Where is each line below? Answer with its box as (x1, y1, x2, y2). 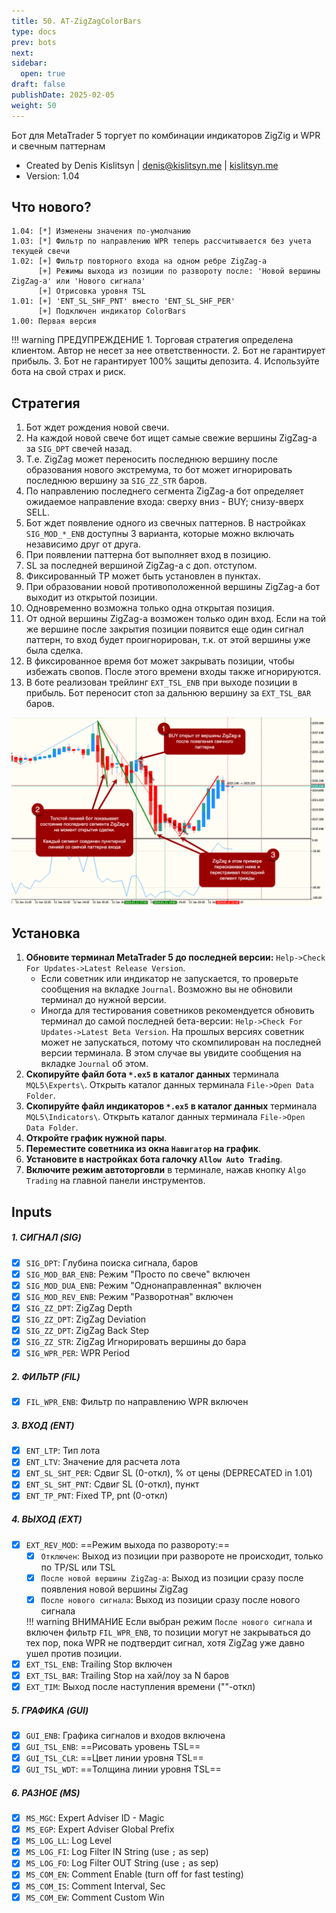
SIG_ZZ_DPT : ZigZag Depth (25, 1301, 133, 1314)
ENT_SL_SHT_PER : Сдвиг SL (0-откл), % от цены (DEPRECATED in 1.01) (25, 1467, 313, 1479)
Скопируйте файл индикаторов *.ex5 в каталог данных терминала (25, 1100, 318, 1112)
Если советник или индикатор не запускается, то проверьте (40, 973, 299, 985)
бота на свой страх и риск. (11, 366, 127, 378)
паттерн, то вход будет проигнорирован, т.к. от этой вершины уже (25, 634, 311, 646)
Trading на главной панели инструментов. (25, 1175, 206, 1187)
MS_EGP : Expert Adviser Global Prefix (25, 1823, 175, 1835)
